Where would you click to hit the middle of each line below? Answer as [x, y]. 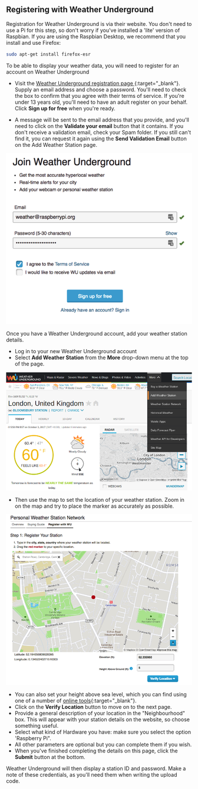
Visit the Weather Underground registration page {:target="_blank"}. [98, 83]
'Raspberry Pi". [33, 738]
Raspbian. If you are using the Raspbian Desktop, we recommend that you [96, 36]
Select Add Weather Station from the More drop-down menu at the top [101, 358]
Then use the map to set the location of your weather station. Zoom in [99, 499]
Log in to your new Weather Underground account [76, 351]
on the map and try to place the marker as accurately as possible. [94, 506]
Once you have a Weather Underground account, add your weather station [97, 334]
